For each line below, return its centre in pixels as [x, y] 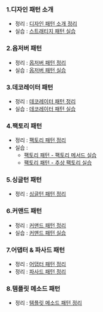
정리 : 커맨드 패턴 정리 [40, 225]
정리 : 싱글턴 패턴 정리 [40, 194]
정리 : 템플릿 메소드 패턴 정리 [49, 303]
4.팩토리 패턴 [24, 126]
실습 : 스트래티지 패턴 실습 [45, 31]
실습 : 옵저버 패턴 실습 [40, 70]
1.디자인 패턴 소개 [30, 9]
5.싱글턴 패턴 [24, 180]
